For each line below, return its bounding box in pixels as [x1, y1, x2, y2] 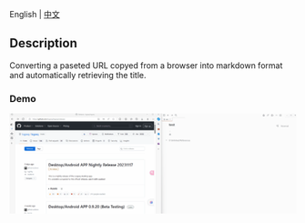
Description [9, 35, 77, 51]
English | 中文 [9, 9, 61, 19]
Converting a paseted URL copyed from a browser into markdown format [9, 59, 283, 71]
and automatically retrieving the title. [9, 69, 147, 80]
